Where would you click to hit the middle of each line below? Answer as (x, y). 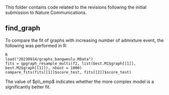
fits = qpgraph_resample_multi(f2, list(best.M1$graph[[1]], (71, 63)
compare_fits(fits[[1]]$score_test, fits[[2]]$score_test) (68, 72)
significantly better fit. (28, 86)
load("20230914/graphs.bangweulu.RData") (49, 59)
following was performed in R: (36, 45)
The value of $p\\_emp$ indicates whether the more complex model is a (80, 81)
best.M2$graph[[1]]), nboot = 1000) (44, 68)
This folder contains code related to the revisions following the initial (76, 7)
